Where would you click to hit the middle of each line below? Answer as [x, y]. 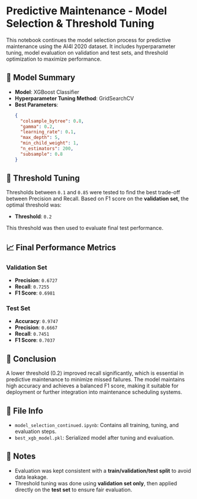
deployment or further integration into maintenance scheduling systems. [94, 392]
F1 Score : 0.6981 [35, 293]
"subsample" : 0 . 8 [42, 154]
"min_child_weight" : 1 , [49, 143]
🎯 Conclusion [31, 359]
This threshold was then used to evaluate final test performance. [85, 228]
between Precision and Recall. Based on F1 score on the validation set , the [98, 199]
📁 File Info [25, 411]
